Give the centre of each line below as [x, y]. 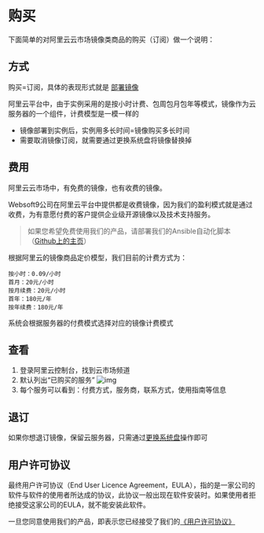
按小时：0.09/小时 [35, 274]
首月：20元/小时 [31, 282]
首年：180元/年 [30, 299]
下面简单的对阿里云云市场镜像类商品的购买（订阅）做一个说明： [111, 39]
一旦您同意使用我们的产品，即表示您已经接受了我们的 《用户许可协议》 [122, 521]
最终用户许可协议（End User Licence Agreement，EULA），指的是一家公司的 [132, 485]
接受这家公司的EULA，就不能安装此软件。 [82, 505]
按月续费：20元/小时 [37, 290]
